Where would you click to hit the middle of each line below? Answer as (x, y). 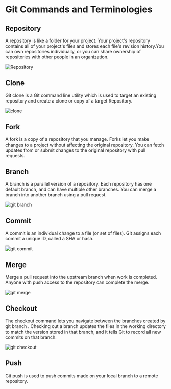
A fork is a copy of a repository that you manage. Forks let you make (77, 139)
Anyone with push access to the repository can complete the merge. (77, 282)
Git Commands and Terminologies (79, 9)
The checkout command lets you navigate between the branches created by (86, 321)
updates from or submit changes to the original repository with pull (76, 150)
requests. (15, 155)
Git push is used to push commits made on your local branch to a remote (82, 376)
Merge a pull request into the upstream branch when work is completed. (81, 277)
